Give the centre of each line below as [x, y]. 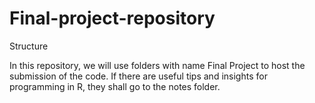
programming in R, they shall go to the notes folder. [115, 86]
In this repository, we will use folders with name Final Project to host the [157, 65]
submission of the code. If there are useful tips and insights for [138, 76]
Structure [29, 46]
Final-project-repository [112, 18]
